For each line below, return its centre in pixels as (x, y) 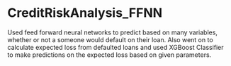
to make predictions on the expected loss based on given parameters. (109, 55)
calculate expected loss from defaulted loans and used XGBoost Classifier (116, 47)
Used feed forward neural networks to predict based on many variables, (113, 32)
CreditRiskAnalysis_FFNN (85, 13)
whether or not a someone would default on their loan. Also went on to (111, 39)
